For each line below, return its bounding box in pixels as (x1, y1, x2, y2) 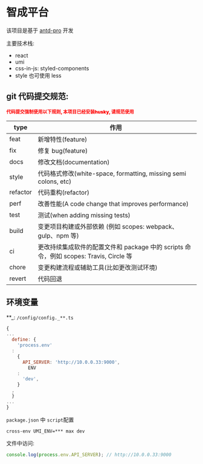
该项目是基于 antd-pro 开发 (6, 27, 74, 34)
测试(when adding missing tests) (37, 210, 131, 219)
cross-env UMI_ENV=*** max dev (6, 428, 85, 434)
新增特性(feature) (37, 135, 88, 143)
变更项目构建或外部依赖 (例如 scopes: (37, 222, 145, 230)
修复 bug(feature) (37, 146, 88, 155)
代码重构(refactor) (37, 188, 89, 197)
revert (9, 274, 27, 283)
